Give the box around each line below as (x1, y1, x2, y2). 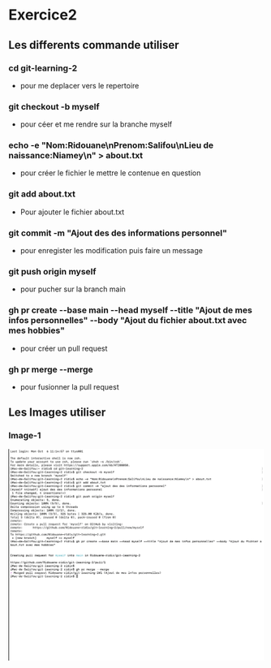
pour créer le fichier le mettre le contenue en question (19, 168, 201, 178)
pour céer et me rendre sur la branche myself (19, 119, 173, 129)
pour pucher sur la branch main (19, 284, 126, 294)
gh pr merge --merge (8, 364, 93, 375)
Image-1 (8, 430, 41, 442)
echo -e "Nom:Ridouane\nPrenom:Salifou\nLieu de (8, 140, 214, 151)
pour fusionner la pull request (19, 381, 119, 391)
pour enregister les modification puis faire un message (19, 246, 203, 256)
